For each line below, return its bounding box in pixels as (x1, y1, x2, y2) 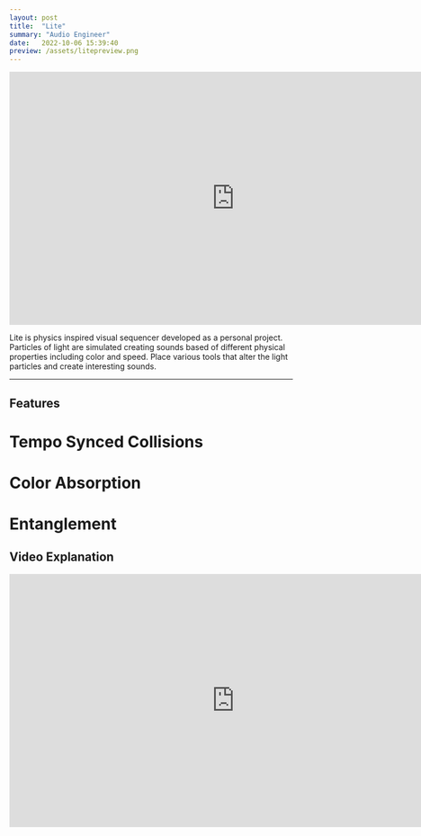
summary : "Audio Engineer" (9, 30, 111, 39)
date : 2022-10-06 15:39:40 (9, 38, 119, 48)
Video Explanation (9, 550, 114, 565)
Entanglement (9, 514, 117, 535)
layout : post (9, 13, 58, 22)
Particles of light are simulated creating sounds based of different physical (9, 342, 286, 353)
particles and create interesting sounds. (9, 361, 157, 372)
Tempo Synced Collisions (9, 431, 204, 452)
